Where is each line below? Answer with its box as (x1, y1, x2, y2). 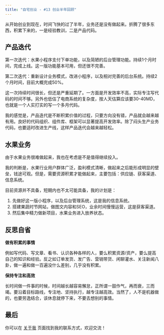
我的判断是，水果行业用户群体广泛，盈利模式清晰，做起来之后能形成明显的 (5, 165, 155, 171)
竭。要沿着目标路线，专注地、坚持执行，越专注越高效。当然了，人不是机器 (5, 289, 155, 295)
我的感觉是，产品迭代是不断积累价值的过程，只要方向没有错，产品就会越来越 (5, 112, 159, 118)
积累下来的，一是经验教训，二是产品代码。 (13, 27, 99, 33)
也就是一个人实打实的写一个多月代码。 (5, 102, 82, 108)
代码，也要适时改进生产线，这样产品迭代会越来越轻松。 (5, 125, 116, 131)
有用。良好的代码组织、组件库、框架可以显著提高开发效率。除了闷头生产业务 (5, 118, 159, 125)
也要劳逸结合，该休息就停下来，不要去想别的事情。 (13, 295, 116, 301)
